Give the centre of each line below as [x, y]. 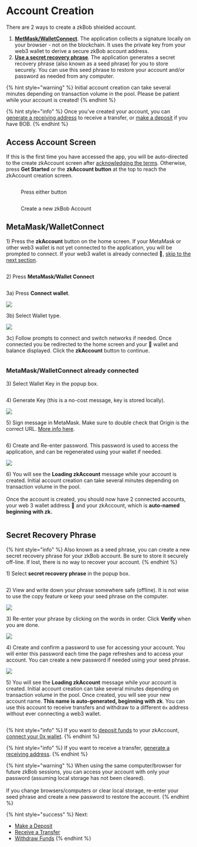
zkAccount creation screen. [40, 175]
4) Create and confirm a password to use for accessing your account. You [96, 647]
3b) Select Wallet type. [34, 315]
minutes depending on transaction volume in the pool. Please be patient [93, 94]
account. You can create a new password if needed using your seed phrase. [98, 660]
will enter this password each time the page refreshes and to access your [95, 653]
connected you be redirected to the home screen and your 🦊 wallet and [92, 344]
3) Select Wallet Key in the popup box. [52, 383]
